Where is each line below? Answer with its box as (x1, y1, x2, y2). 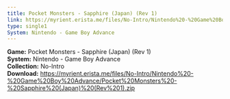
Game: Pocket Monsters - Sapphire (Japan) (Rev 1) (7, 48, 152, 56)
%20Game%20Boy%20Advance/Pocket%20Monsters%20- (7, 76, 177, 85)
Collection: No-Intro (7, 62, 65, 70)
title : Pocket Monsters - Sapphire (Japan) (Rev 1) (7, 10, 157, 17)
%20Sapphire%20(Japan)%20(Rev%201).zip (7, 84, 136, 92)
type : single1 (7, 23, 48, 29)
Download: (7, 70, 39, 78)
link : (7, 16, 23, 23)
